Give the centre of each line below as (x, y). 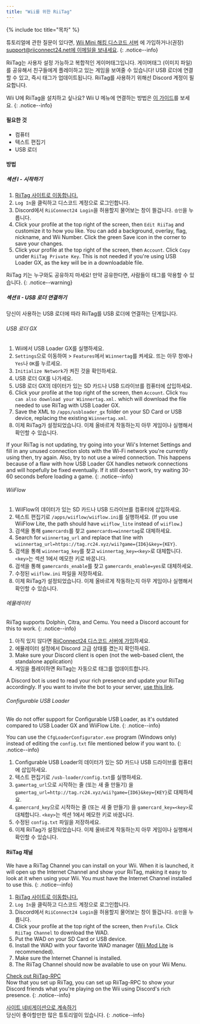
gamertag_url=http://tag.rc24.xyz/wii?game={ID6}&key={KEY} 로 (93, 792)
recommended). (35, 952)
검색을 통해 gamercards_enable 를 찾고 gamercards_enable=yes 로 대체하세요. (104, 566)
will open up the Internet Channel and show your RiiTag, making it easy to (96, 872)
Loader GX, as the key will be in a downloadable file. (79, 263)
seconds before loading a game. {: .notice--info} (74, 476)
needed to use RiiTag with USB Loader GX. (67, 405)
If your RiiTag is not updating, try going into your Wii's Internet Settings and (99, 445)
